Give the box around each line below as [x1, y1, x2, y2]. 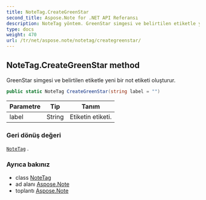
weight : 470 [6, 32, 37, 38]
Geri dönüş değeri [6, 131, 61, 139]
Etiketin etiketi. [69, 112, 112, 121]
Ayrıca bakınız [6, 160, 50, 169]
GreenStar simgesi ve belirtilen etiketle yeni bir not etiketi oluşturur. [6, 76, 176, 83]
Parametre [9, 102, 41, 110]
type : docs [6, 26, 34, 33]
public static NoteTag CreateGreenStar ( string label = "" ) [6, 88, 161, 94]
